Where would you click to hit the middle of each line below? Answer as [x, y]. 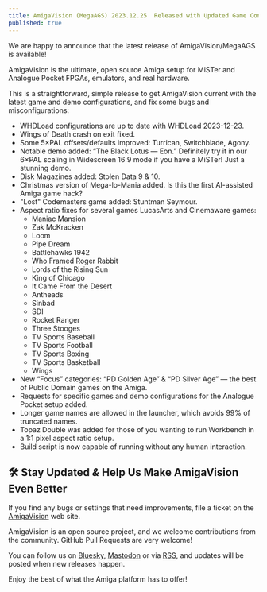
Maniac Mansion [58, 219]
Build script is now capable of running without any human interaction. [133, 447]
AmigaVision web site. [44, 517]
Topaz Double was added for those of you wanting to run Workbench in [137, 429]
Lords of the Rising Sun [70, 269]
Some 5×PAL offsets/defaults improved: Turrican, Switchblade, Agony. [135, 142]
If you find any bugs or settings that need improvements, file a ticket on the [131, 508]
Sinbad [43, 303]
